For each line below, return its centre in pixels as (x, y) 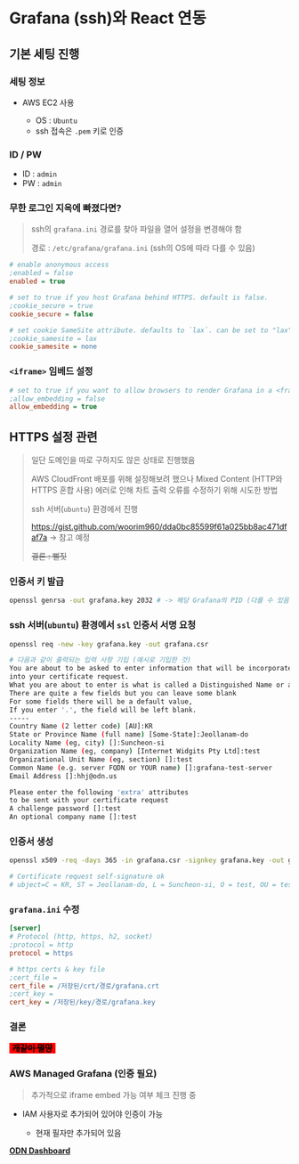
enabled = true (37, 281)
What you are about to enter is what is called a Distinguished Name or (147, 685)
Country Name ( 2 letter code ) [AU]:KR (81, 727)
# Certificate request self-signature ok (87, 877)
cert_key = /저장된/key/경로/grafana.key (82, 1003)
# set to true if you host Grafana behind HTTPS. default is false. (139, 298)
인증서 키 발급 (37, 582)
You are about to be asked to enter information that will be (127, 669)
